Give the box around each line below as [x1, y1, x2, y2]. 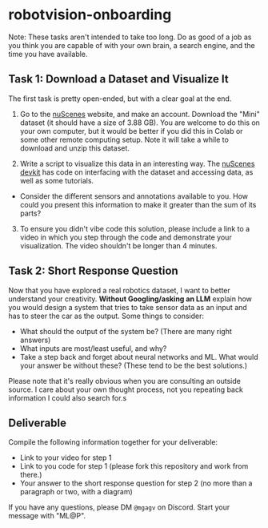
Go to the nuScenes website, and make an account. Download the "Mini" [19, 109, 260, 119]
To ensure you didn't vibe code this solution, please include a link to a [19, 224, 250, 233]
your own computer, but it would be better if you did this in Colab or [19, 126, 243, 135]
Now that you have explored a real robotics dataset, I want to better [8, 285, 230, 295]
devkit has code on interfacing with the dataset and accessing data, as [19, 167, 254, 177]
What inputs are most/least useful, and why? [19, 343, 167, 353]
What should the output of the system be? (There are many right [19, 326, 232, 336]
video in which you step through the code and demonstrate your [19, 232, 232, 242]
